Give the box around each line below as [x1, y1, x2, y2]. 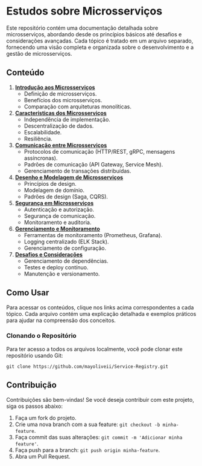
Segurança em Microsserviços [14, 199, 94, 206]
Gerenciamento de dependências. [24, 257, 109, 264]
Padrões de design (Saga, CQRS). [24, 192, 109, 200]
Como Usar [6, 287, 49, 298]
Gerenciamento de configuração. [24, 244, 107, 252]
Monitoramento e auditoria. [24, 218, 92, 226]
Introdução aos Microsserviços [14, 84, 95, 91]
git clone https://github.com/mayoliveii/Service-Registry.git [6, 363, 169, 370]
